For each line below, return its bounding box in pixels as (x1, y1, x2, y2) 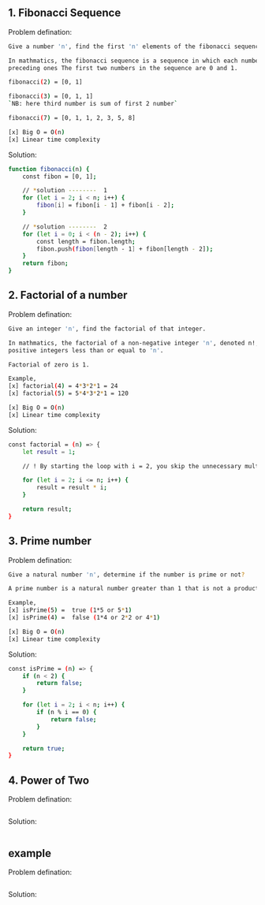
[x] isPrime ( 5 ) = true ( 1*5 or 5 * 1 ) (8, 606, 132, 614)
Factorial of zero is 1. (8, 360, 90, 369)
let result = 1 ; (22, 448, 77, 456)
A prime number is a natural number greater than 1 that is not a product (8, 585, 259, 593)
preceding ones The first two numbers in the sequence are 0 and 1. (8, 64, 238, 72)
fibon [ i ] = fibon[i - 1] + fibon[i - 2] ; (36, 201, 175, 210)
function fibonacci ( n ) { (8, 165, 90, 173)
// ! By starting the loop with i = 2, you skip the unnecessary (22, 462, 242, 470)
